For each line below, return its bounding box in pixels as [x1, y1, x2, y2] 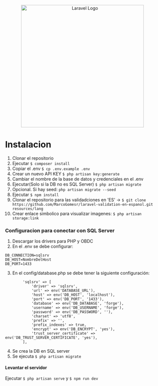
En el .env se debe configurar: [12, 243, 74, 249]
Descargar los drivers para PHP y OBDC [12, 238, 93, 244]
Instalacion [5, 139, 52, 150]
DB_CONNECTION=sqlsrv [5, 253, 50, 258]
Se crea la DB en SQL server [12, 348, 70, 354]
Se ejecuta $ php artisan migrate [12, 353, 81, 360]
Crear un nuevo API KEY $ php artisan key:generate [12, 170, 120, 176]
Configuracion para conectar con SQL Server [5, 227, 115, 234]
